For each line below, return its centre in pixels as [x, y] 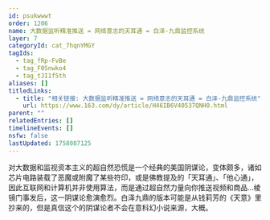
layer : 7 [23, 38]
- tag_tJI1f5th [41, 76]
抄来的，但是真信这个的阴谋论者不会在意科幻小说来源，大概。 [110, 207]
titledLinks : [30, 91]
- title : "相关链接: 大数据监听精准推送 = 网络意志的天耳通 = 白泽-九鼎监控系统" [138, 98]
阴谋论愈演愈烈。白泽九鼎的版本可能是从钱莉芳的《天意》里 [163, 197]
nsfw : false [28, 135]
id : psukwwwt [30, 16]
